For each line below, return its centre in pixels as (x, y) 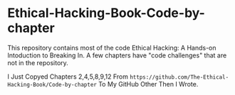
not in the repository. (38, 62)
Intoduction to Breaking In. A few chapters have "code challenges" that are (117, 55)
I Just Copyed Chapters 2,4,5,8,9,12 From (68, 77)
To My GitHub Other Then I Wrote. (148, 84)
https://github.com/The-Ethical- (179, 77)
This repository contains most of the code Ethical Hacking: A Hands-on (112, 47)
